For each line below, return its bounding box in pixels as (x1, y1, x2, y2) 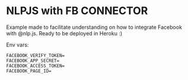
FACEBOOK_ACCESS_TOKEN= (6, 63, 65, 69)
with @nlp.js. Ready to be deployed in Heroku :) (6, 29, 123, 36)
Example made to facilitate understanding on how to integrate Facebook (6, 24, 183, 31)
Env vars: (6, 41, 29, 48)
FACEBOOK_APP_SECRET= (6, 58, 60, 64)
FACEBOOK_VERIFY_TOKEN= (6, 52, 65, 58)
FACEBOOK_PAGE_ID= (6, 68, 52, 74)
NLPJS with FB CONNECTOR (6, 4, 148, 18)
